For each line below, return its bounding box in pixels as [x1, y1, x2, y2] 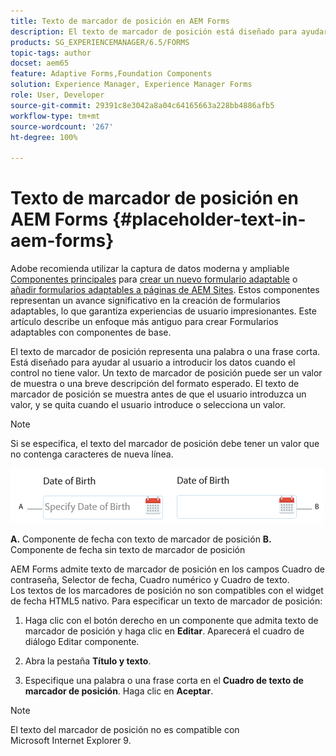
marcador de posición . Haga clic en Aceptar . [24, 685, 214, 697]
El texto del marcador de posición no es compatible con [10, 724, 240, 736]
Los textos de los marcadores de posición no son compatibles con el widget [10, 585, 324, 597]
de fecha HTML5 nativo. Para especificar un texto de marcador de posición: [10, 595, 323, 607]
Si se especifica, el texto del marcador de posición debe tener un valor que [10, 438, 320, 450]
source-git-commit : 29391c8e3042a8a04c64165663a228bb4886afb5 [10, 100, 275, 110]
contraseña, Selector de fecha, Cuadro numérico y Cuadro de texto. [10, 574, 290, 586]
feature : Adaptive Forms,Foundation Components [10, 69, 213, 79]
